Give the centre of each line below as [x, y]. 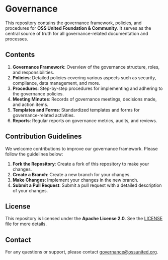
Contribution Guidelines [44, 137]
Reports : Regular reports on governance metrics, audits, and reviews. [85, 120]
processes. [17, 39]
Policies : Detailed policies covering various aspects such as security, [84, 77]
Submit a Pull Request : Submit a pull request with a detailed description [87, 185]
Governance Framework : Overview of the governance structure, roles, [86, 67]
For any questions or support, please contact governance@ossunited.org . [82, 252]
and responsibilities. [33, 72]
